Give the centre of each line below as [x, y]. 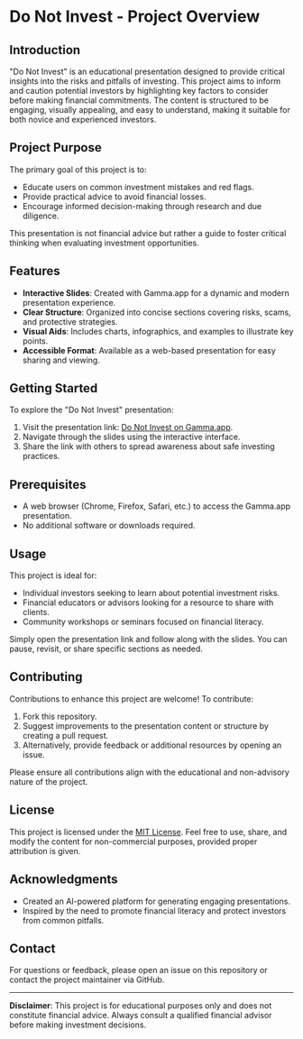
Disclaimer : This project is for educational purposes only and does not [141, 1006]
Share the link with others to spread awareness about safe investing [148, 446]
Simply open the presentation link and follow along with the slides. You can [148, 639]
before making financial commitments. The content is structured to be [139, 100]
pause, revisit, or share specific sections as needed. [106, 649]
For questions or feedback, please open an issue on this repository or [138, 970]
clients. [36, 612]
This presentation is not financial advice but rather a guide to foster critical [148, 233]
